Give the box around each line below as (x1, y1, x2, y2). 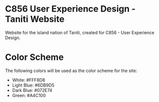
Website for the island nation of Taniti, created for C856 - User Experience (5, 29, 155, 35)
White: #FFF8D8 (12, 77, 45, 83)
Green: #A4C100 (12, 92, 46, 98)
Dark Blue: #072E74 (12, 87, 53, 93)
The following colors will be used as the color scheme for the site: (5, 68, 138, 73)
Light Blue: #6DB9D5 (12, 82, 55, 88)
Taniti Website (5, 14, 65, 25)
